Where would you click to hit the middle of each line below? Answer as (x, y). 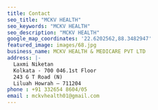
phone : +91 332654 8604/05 (47, 90)
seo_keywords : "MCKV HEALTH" (49, 26)
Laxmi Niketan (33, 64)
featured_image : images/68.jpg (52, 45)
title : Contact (29, 13)
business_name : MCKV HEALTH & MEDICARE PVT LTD (77, 52)
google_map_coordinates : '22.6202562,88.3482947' (80, 39)
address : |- (24, 58)
